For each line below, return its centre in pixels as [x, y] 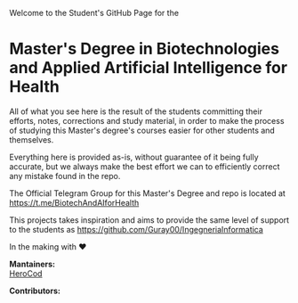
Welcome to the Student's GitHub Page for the [94, 13]
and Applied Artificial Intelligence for [148, 68]
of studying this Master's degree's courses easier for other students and [142, 130]
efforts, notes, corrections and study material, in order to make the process [147, 120]
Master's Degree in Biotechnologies [145, 49]
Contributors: [35, 291]
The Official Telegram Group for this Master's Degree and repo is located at [148, 193]
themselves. [32, 139]
